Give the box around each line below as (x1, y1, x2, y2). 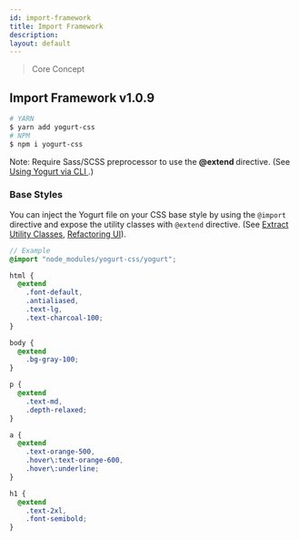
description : (9, 30, 59, 39)
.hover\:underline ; (25, 464, 100, 474)
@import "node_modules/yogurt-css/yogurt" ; (9, 254, 177, 264)
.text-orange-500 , (25, 447, 95, 456)
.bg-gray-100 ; (25, 355, 79, 364)
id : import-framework (9, 13, 92, 23)
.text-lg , (25, 305, 64, 314)
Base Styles (9, 188, 64, 201)
